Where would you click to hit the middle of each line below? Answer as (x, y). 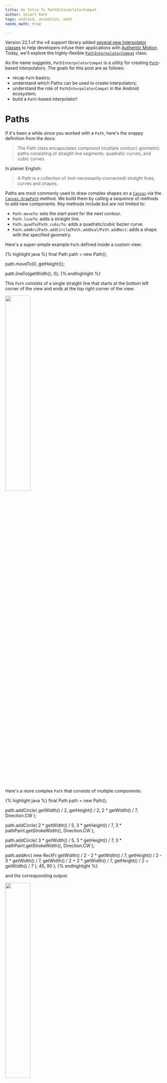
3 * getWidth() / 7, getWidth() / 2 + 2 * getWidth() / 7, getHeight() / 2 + (77, 861)
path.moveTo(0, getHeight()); (35, 264)
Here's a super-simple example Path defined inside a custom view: (74, 245)
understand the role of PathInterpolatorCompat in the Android (76, 89)
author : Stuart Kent (27, 15)
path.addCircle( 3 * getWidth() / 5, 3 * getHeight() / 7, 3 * (64, 840)
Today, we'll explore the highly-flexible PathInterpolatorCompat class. (77, 53)
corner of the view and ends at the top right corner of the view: (70, 289)
